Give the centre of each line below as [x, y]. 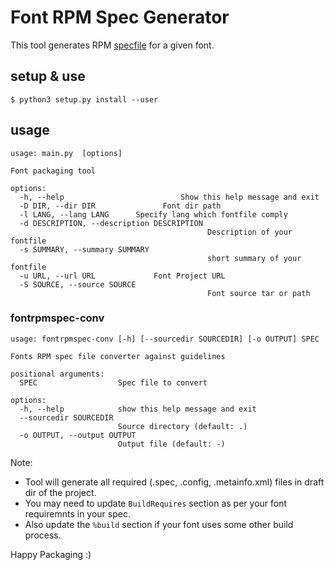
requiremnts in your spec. [77, 513]
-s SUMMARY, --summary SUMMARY [84, 249]
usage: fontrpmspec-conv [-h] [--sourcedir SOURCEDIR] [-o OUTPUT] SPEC [165, 339]
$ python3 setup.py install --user [84, 99]
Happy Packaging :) [51, 554]
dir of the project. [60, 492]
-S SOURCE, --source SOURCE [78, 284]
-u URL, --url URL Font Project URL [122, 276]
